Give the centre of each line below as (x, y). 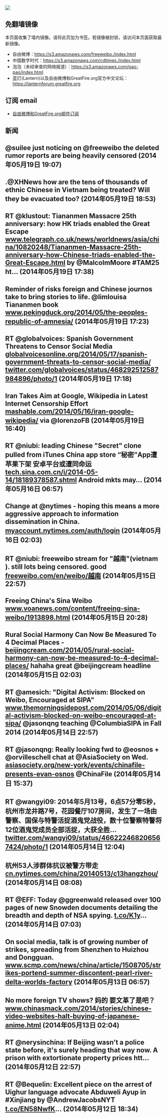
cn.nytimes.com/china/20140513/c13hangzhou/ (82, 873)
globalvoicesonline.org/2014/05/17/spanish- (76, 354)
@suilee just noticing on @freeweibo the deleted (82, 148)
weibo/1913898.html (38, 617)
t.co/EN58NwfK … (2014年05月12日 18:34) (72, 1109)
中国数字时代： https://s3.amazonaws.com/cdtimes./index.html (76, 60)
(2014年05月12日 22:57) (43, 1067)
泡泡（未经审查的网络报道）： (42, 66)
